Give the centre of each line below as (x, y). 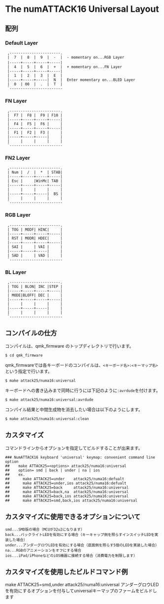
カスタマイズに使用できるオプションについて (73, 517)
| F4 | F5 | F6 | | (35, 124)
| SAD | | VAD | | (35, 255)
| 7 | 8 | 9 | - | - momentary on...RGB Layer (66, 57)
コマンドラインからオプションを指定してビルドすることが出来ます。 (74, 448)
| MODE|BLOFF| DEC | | (35, 295)
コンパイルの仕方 (31, 333)
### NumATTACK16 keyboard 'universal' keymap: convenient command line (80, 457)
